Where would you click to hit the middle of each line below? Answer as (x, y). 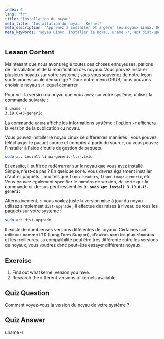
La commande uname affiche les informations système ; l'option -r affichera (81, 123)
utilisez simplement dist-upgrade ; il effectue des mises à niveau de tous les (81, 206)
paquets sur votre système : (33, 211)
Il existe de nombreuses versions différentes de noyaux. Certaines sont (76, 230)
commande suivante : (27, 100)
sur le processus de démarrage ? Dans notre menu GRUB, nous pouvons (78, 79)
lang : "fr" (16, 14)
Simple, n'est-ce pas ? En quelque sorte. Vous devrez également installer (79, 171)
